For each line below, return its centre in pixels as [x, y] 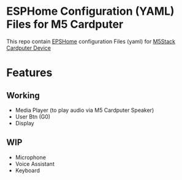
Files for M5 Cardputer [65, 24]
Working [23, 96]
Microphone [30, 157]
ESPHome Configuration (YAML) [90, 11]
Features [29, 73]
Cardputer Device [28, 48]
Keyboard [28, 170]
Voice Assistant [35, 163]
